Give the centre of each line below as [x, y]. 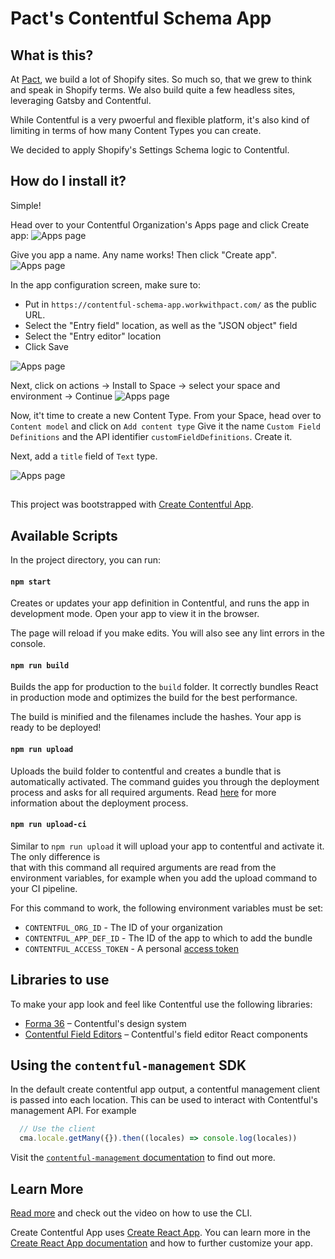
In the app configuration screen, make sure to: [105, 284]
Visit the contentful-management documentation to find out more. [143, 1158]
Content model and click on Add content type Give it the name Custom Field [165, 426]
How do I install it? [68, 181]
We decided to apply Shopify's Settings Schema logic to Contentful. [150, 150]
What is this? [52, 55]
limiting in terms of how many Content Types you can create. [136, 130]
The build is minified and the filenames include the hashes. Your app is [156, 717]
